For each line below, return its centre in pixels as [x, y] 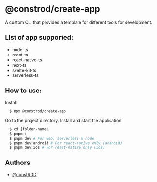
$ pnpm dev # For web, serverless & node [52, 139]
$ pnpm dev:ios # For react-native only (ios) [57, 147]
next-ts [19, 65]
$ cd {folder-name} [29, 129]
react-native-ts [27, 60]
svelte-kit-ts [24, 70]
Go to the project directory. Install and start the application [63, 121]
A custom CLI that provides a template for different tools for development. [79, 22]
